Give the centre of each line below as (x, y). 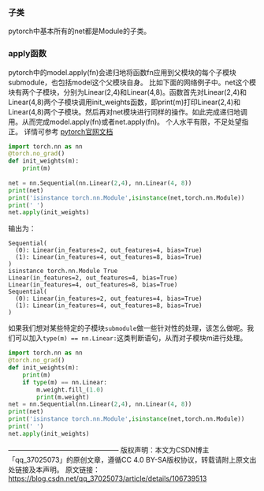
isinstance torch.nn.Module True (63, 271)
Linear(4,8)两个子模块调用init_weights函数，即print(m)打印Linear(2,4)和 (125, 102)
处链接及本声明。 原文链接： (54, 469)
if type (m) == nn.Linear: (65, 382)
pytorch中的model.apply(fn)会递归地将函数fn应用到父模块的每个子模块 (122, 72)
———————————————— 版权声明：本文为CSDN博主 (109, 450)
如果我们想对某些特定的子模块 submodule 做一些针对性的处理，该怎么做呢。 (128, 328)
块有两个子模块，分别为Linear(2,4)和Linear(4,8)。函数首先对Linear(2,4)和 (127, 92)
